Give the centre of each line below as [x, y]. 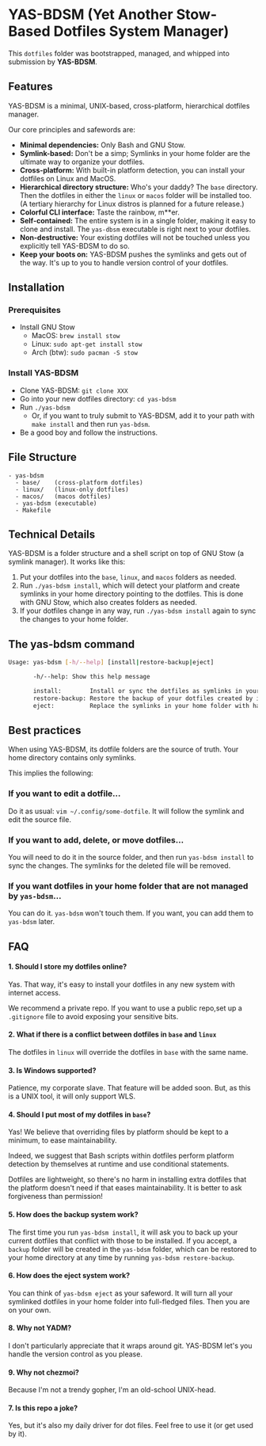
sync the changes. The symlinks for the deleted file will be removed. [120, 866]
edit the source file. [40, 819]
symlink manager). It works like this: [67, 562]
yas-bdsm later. [32, 922]
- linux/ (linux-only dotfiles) [72, 489]
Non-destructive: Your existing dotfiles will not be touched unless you [135, 237]
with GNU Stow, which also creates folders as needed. [108, 603]
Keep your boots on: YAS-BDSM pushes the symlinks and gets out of [133, 254]
